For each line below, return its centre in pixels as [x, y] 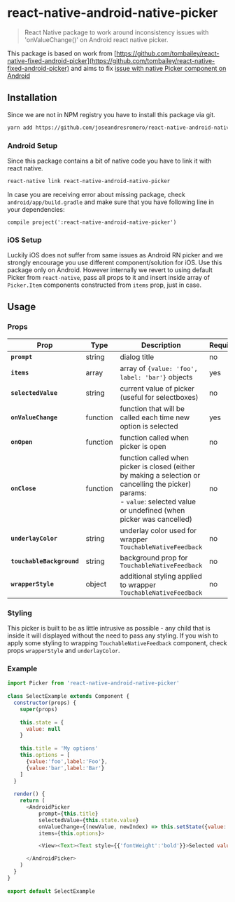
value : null [43, 729]
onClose [23, 488]
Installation [32, 98]
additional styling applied [161, 576]
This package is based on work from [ [62, 53]
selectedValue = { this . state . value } [88, 820]
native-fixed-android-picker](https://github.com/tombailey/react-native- [111, 60]
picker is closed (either [158, 466]
